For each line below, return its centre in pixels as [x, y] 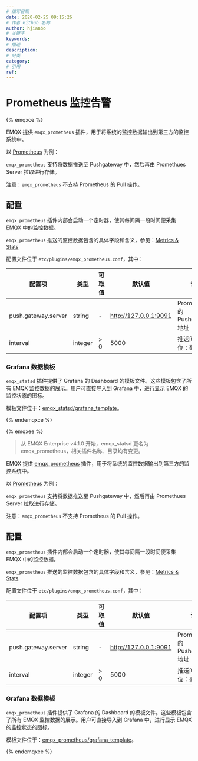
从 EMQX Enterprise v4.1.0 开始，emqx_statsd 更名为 [85, 444]
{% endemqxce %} [29, 420]
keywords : [18, 39]
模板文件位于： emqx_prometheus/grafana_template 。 [72, 740]
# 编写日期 [18, 12]
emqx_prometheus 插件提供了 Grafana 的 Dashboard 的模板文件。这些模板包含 [99, 713]
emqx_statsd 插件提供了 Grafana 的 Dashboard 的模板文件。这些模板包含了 [96, 381]
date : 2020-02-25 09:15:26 [39, 17]
